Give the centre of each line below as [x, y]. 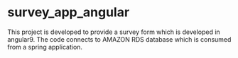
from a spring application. [45, 47]
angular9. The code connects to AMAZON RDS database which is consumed [119, 39]
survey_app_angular [69, 12]
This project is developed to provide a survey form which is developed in [114, 32]
